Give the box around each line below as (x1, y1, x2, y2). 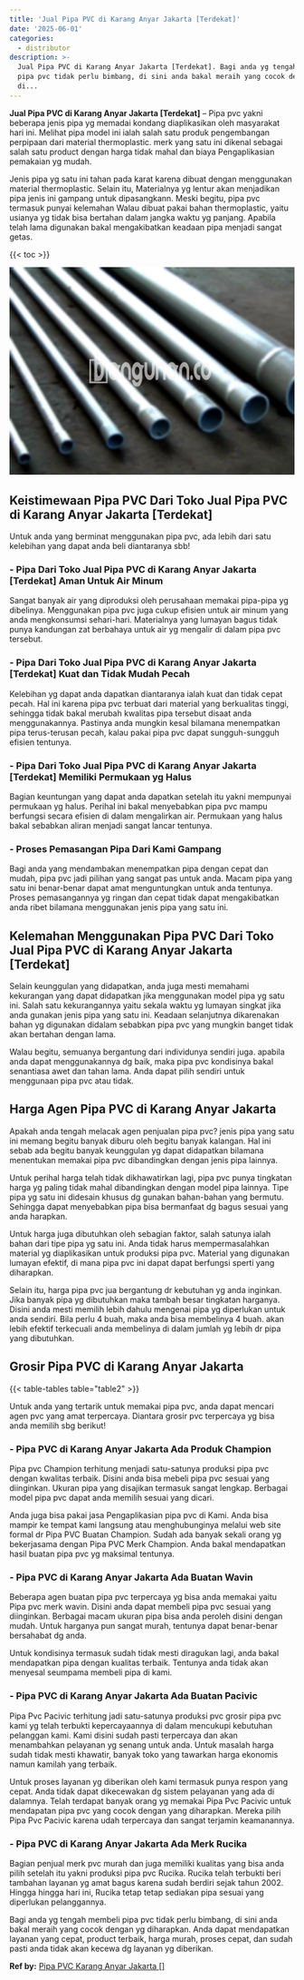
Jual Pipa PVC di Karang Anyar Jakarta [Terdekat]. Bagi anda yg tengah (17, 63, 298, 72)
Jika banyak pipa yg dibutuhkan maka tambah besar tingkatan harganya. (9, 1294, 280, 1305)
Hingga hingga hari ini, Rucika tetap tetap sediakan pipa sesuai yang (9, 1887, 264, 1897)
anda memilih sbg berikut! (9, 1420, 107, 1431)
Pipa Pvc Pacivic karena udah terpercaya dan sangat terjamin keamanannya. (9, 1815, 295, 1826)
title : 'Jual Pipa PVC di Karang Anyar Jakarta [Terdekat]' (9, 15, 242, 24)
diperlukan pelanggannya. (9, 1897, 107, 1907)
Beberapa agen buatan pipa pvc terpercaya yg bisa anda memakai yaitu (9, 1592, 278, 1603)
